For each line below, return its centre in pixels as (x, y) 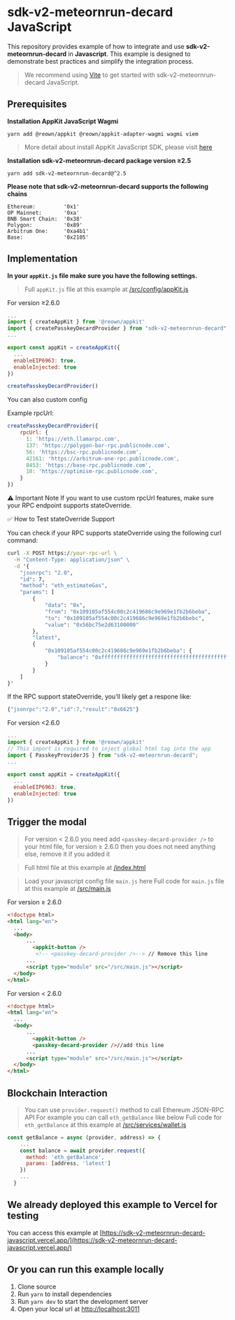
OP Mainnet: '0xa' (43, 213)
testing (23, 1216)
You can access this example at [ (55, 1233)
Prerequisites (37, 105)
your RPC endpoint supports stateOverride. (70, 505)
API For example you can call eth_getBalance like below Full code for (123, 1117)
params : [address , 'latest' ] (68, 1164)
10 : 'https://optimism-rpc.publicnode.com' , (92, 472)
